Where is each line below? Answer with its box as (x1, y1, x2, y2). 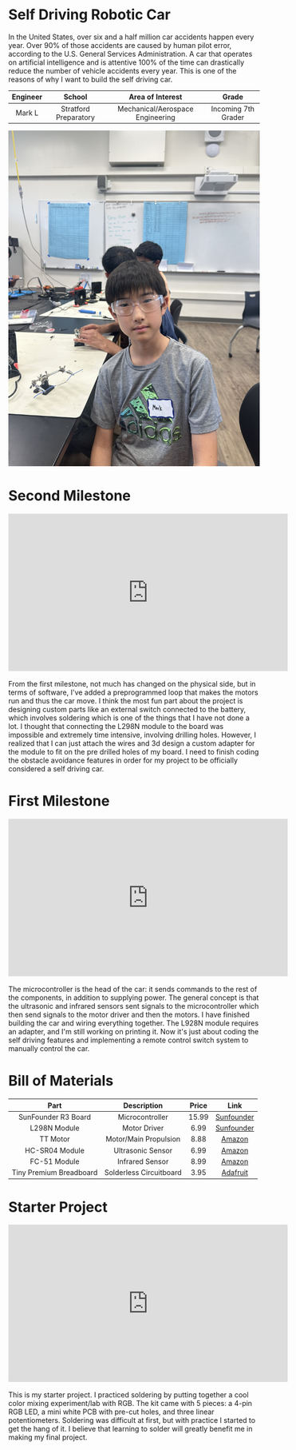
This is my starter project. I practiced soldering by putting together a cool (8, 1390, 249, 1400)
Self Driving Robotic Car (8, 6, 172, 24)
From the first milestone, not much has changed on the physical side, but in (8, 679, 256, 689)
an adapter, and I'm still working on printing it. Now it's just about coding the (8, 1027, 259, 1037)
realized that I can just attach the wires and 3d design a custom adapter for (8, 739, 255, 748)
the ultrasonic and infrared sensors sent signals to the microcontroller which (8, 1002, 259, 1011)
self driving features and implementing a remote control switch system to (8, 1035, 249, 1045)
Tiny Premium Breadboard (11, 1168, 98, 1177)
